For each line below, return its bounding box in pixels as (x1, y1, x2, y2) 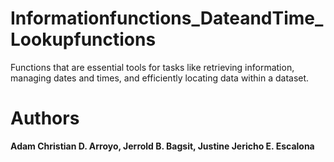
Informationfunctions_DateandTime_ (10, 7, 324, 30)
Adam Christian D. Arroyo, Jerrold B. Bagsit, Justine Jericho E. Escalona (10, 140, 315, 152)
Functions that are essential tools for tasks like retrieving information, (10, 61, 295, 73)
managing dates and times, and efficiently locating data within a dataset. (10, 72, 310, 84)
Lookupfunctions (10, 28, 157, 51)
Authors (10, 107, 80, 130)
